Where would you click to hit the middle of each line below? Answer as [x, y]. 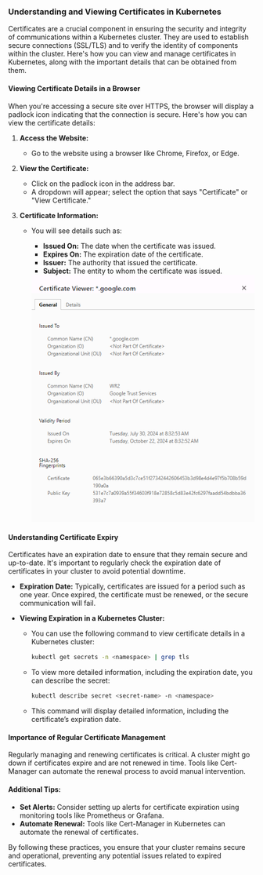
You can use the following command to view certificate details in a [138, 633]
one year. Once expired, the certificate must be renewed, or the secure [134, 595]
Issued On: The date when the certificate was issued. [130, 246]
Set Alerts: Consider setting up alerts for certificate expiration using [129, 807]
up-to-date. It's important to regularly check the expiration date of [115, 563]
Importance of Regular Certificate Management [87, 737]
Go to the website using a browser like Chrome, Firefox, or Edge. [135, 153]
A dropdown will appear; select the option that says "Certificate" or [139, 191]
